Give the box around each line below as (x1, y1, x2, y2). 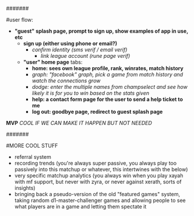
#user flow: (6, 16, 34, 23)
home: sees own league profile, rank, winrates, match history (31, 65, 184, 72)
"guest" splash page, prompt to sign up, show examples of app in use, (14, 27, 188, 34)
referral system (14, 154, 51, 160)
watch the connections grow (31, 77, 101, 84)
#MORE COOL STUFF (6, 142, 58, 149)
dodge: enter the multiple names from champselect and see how (31, 83, 188, 90)
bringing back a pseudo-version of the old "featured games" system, (14, 191, 181, 197)
